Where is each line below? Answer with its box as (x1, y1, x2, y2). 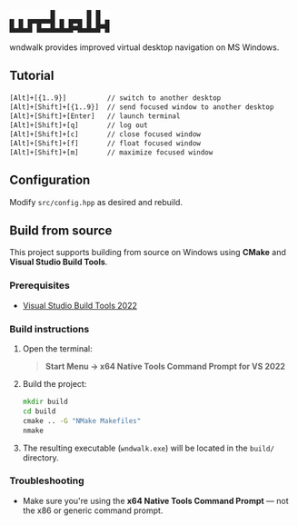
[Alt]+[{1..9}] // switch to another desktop (9, 93, 222, 103)
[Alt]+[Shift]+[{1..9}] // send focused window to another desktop (9, 102, 274, 112)
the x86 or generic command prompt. (22, 505, 164, 516)
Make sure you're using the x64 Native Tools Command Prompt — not (22, 495, 289, 506)
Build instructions (9, 322, 90, 335)
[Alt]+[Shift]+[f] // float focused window (9, 138, 202, 148)
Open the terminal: (22, 343, 93, 354)
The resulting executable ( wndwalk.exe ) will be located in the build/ (22, 442, 275, 453)
